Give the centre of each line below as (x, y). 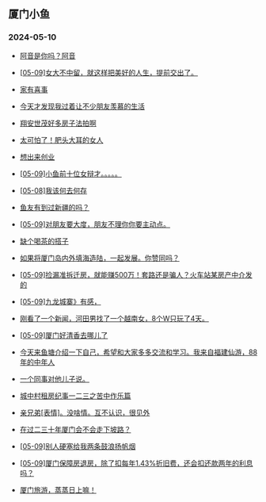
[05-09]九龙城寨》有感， (60, 301)
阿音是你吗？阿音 (47, 56)
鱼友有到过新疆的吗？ (54, 207)
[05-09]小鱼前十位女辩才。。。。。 (71, 174)
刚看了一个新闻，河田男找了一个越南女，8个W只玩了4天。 (114, 318)
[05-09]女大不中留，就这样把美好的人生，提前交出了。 (109, 72)
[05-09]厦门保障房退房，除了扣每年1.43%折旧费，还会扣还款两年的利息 (136, 463)
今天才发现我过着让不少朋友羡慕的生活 (82, 106)
